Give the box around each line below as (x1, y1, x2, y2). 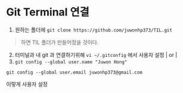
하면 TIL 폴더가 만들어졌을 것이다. (20, 39, 99, 46)
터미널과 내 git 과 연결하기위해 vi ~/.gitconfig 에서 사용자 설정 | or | (14, 51, 178, 58)
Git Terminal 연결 (6, 5, 89, 19)
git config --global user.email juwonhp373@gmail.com (6, 69, 143, 75)
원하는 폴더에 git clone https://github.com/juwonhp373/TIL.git (14, 26, 173, 33)
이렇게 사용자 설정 (6, 81, 48, 88)
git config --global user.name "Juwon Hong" (14, 59, 128, 65)
